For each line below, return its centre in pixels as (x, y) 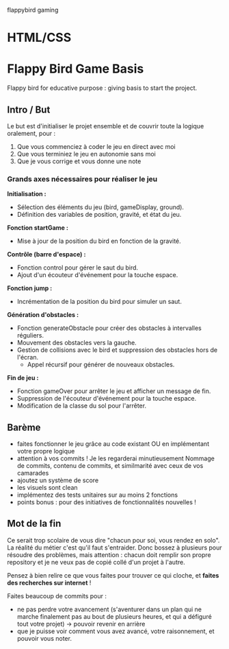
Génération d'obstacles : (43, 315)
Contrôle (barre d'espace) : (46, 255)
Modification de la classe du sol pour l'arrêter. (82, 406)
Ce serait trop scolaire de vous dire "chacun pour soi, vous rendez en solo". (113, 540)
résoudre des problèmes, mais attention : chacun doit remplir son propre (109, 554)
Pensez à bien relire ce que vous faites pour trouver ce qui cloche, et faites (113, 575)
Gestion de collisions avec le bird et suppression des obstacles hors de (117, 350)
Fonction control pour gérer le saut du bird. (78, 268)
